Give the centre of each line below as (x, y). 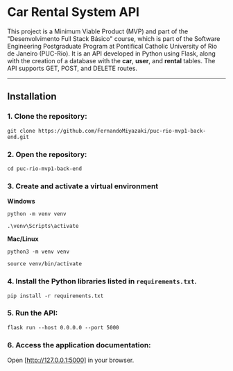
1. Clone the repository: (48, 117)
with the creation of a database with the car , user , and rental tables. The (111, 60)
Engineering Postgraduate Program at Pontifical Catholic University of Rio (112, 46)
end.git (18, 137)
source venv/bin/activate (44, 264)
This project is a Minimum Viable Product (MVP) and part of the (98, 31)
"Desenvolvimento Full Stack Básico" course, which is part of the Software (114, 38)
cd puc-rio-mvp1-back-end (44, 168)
